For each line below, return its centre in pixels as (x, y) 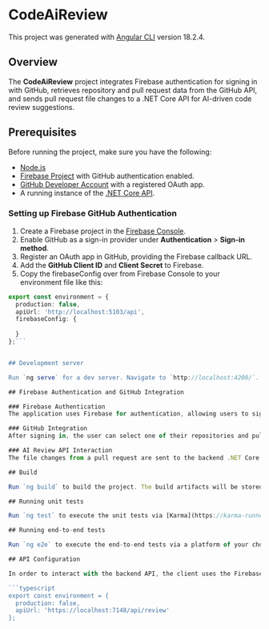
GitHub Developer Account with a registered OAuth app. (112, 184)
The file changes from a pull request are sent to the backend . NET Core (134, 458)
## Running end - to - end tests (57, 530)
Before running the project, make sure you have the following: (110, 152)
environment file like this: (61, 282)
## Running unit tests (46, 501)
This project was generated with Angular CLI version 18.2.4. (107, 37)
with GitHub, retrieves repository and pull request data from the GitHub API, (133, 90)
